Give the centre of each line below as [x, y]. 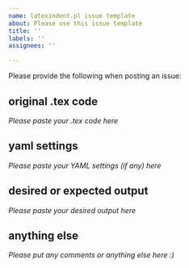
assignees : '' [32, 46]
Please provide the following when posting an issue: [95, 76]
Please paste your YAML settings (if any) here [85, 165]
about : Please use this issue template [76, 23]
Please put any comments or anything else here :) [92, 255]
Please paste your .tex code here [63, 120]
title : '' [25, 31]
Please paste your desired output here [72, 210]
